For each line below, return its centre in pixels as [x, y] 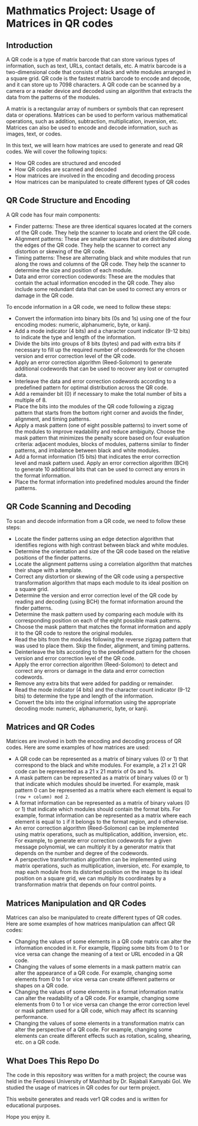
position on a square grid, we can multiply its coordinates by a [90, 878]
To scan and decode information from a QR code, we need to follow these [96, 521]
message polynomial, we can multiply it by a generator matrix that [95, 847]
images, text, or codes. [34, 134]
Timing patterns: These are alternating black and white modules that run [103, 257]
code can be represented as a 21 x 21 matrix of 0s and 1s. [85, 772]
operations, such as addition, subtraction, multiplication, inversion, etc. [92, 121]
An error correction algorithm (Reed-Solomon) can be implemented [97, 828]
